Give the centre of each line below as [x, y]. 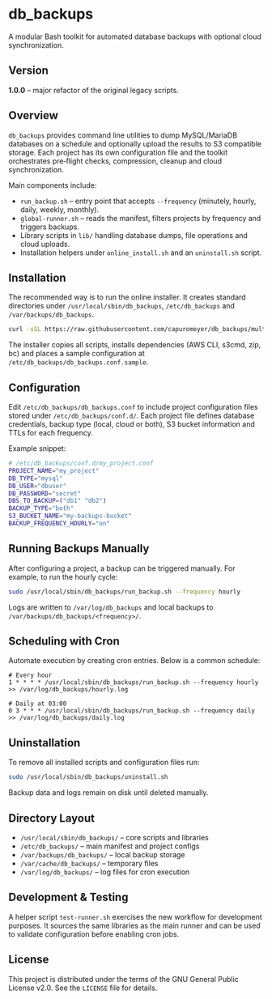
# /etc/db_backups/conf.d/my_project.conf [81, 463]
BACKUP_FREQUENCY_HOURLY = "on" [59, 524]
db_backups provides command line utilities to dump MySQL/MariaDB [123, 135]
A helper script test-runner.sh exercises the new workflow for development [136, 916]
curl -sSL [25, 329]
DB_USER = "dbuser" [38, 486]
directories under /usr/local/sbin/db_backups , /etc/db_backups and [121, 306]
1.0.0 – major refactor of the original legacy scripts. [94, 90]
